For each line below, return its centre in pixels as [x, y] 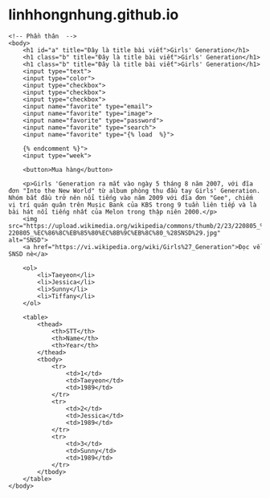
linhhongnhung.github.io [94, 15]
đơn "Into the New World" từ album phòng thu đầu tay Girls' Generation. [135, 190]
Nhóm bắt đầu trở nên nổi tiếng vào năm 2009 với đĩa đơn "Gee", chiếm [131, 198]
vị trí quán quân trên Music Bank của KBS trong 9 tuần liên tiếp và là [133, 205]
